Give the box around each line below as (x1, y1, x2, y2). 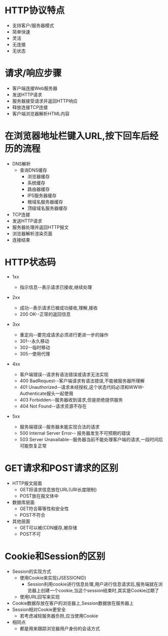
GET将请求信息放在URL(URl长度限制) (19, 486, 97, 492)
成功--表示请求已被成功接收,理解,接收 (19, 305, 98, 311)
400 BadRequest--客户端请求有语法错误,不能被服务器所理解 (19, 378, 145, 384)
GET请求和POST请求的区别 (5, 462, 119, 474)
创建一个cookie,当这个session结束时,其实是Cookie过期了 (41, 587, 159, 593)
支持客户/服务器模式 (12, 22, 54, 28)
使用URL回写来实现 (19, 593, 60, 599)
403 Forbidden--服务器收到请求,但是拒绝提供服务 (19, 396, 123, 403)
